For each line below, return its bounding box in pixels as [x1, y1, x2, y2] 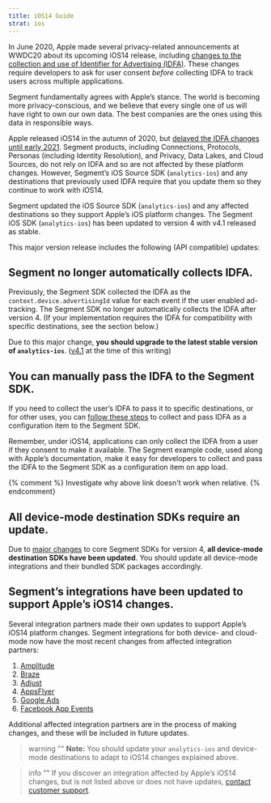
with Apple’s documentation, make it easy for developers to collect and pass [8, 454, 263, 463]
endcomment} [8, 487, 56, 497]
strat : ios [8, 19, 45, 28]
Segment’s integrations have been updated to [8, 585, 243, 599]
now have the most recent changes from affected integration [29, 636, 232, 646]
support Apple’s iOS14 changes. [8, 597, 174, 612]
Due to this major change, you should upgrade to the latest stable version [8, 337, 258, 347]
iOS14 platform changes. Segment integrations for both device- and [8, 627, 235, 637]
